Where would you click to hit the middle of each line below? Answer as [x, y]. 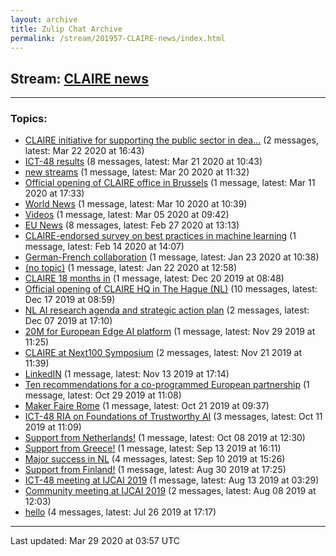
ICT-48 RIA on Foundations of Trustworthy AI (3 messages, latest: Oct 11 [173, 417]
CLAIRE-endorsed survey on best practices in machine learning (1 [160, 236]
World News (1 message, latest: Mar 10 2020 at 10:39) [136, 204]
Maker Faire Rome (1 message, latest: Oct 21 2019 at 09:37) [147, 406]
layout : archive [44, 19]
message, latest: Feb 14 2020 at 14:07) [104, 247]
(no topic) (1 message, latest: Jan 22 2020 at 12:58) [130, 268]
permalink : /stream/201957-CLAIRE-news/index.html [118, 38]
